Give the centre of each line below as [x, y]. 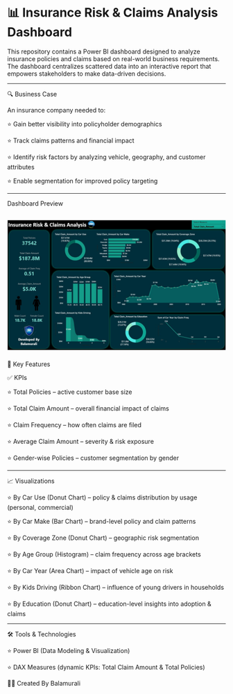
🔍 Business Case [32, 94]
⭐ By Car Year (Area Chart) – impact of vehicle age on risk [90, 570]
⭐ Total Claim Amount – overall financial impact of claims [88, 408]
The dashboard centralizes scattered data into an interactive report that [109, 66]
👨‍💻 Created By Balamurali [44, 683]
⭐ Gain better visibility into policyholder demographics [85, 124]
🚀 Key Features [29, 364]
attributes [21, 167]
